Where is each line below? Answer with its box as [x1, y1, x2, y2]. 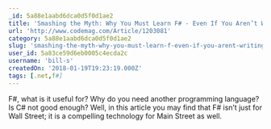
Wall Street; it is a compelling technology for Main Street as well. [8, 110, 223, 121]
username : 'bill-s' [8, 57, 74, 65]
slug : [8, 42, 27, 50]
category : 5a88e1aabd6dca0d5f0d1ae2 [8, 34, 131, 43]
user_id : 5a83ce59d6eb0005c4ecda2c [8, 49, 128, 57]
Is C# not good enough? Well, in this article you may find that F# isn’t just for [8, 102, 262, 112]
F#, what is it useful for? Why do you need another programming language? [8, 94, 260, 103]
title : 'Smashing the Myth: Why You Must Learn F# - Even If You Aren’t [8, 19, 258, 27]
